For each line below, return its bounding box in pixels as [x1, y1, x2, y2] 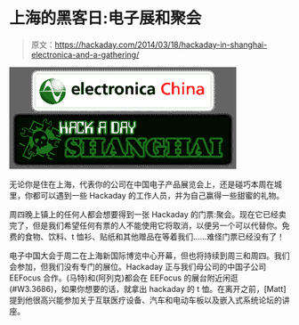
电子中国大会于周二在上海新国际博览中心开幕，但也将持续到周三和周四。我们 [9, 250, 290, 261]
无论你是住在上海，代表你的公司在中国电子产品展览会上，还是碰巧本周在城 [9, 179, 282, 190]
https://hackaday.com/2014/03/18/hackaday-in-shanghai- [54, 39, 268, 50]
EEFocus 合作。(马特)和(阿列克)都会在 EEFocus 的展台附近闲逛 [9, 272, 238, 283]
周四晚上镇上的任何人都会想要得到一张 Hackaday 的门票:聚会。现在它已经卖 [9, 208, 287, 219]
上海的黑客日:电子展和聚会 [9, 8, 202, 28]
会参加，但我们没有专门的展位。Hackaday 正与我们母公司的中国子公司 [9, 261, 267, 272]
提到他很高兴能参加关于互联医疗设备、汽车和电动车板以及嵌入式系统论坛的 [9, 295, 282, 305]
